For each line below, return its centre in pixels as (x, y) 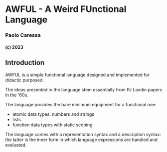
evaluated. (16, 145)
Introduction (25, 63)
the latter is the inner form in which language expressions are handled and (82, 140)
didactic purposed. (24, 80)
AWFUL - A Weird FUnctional (66, 9)
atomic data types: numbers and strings (53, 114)
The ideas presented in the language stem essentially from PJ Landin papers (84, 89)
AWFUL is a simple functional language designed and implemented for (78, 75)
